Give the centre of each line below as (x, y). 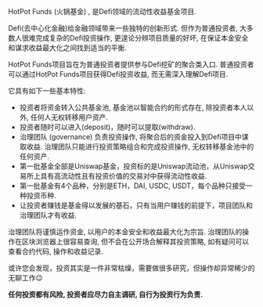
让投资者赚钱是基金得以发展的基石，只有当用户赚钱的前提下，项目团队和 (136, 205)
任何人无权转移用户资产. (69, 117)
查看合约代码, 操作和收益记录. (56, 251)
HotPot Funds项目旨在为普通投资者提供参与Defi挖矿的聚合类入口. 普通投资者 (131, 64)
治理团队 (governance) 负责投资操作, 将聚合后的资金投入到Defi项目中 (131, 137)
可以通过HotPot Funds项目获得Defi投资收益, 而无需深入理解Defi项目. (118, 74)
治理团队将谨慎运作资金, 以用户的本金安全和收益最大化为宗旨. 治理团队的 (125, 232)
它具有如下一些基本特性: (47, 91)
